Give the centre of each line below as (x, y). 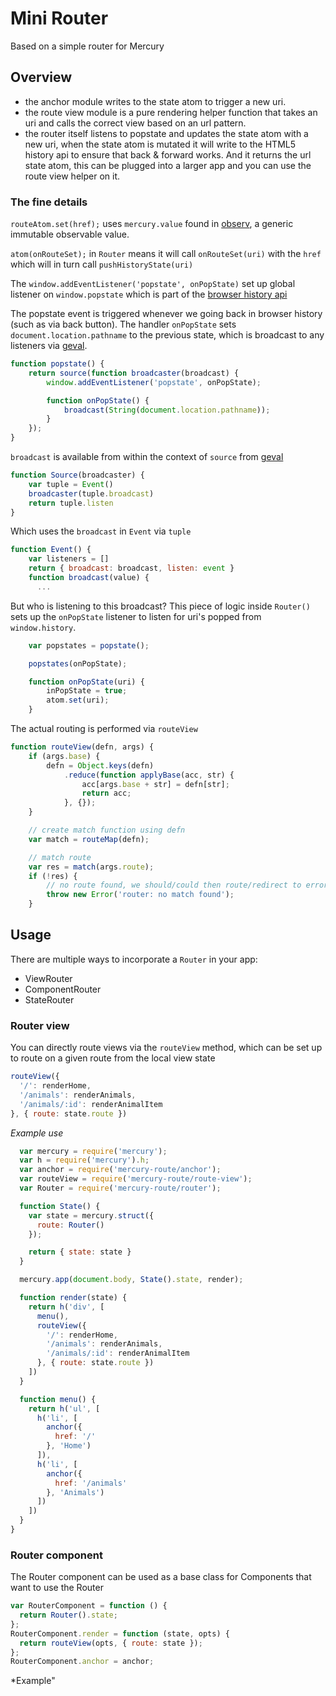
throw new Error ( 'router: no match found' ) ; (140, 895)
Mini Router (59, 18)
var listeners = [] (69, 559)
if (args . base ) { (64, 756)
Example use (37, 1133)
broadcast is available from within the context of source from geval (147, 457)
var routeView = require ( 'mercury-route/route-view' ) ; (136, 1179)
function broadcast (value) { (89, 578)
